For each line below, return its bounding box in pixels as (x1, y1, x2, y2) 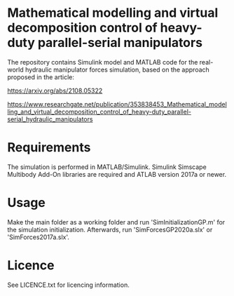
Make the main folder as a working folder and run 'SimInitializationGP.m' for (7, 217, 226, 226)
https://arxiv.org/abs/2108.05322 (7, 86, 103, 95)
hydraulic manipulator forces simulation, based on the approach (25, 65, 210, 74)
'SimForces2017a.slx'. (7, 233, 70, 241)
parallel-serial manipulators (37, 35, 203, 51)
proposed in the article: (7, 72, 75, 81)
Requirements (7, 140, 91, 156)
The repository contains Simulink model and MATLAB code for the (7, 58, 198, 66)
